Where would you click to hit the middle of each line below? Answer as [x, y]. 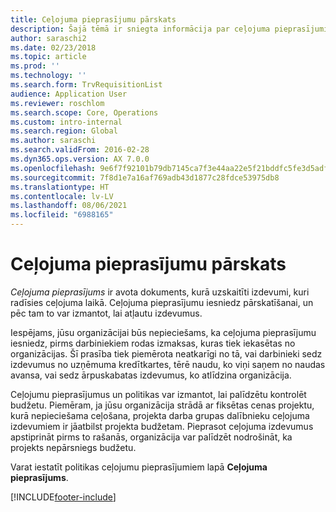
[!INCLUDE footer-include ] [63, 497]
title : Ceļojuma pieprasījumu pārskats [93, 19]
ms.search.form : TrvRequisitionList [86, 85]
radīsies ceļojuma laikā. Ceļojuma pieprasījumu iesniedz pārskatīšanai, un [162, 302]
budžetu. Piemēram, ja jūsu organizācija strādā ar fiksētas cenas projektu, [162, 405]
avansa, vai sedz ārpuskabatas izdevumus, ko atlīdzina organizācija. [151, 375]
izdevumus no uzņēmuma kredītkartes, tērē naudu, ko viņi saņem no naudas [168, 364]
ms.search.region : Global [64, 131]
